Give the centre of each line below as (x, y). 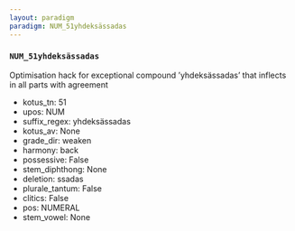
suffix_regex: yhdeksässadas (76, 121)
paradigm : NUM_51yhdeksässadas (68, 26)
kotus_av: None (51, 131)
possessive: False (55, 160)
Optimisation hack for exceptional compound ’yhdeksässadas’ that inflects (148, 75)
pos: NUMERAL (51, 208)
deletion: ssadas (53, 179)
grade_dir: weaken (57, 140)
